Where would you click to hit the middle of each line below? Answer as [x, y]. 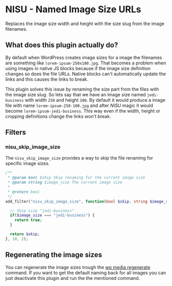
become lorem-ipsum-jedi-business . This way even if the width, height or [83, 111]
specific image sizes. [28, 163]
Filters [16, 132]
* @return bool [24, 192]
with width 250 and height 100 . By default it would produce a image [95, 100]
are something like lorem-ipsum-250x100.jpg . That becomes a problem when [86, 63]
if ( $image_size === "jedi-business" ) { [52, 215]
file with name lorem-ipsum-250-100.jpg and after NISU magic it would [79, 105]
